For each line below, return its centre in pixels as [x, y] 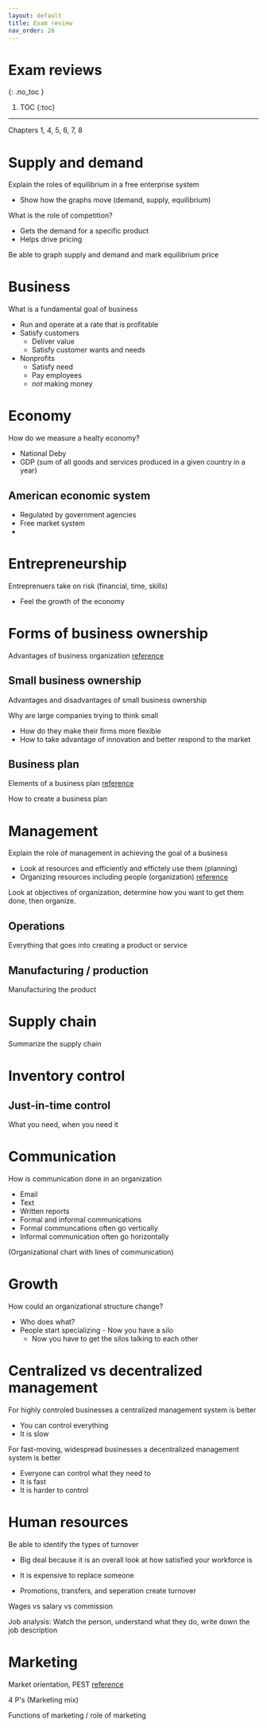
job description [33, 1630]
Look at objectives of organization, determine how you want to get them [126, 893]
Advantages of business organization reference [86, 655]
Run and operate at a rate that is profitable [89, 324]
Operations [37, 926]
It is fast [33, 1481]
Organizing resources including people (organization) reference [124, 877]
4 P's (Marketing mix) [44, 1699]
